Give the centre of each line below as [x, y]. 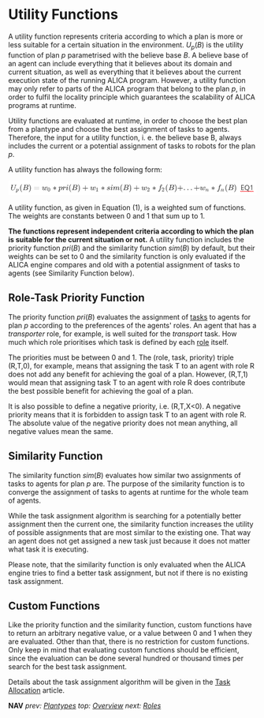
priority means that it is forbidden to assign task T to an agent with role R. [127, 414]
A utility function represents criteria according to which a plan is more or [126, 36]
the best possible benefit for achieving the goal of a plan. [101, 391]
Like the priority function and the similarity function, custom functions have [130, 625]
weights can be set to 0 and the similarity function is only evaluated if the [127, 256]
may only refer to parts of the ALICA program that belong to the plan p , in [127, 88]
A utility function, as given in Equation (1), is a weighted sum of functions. [127, 208]
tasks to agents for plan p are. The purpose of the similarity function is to [126, 484]
